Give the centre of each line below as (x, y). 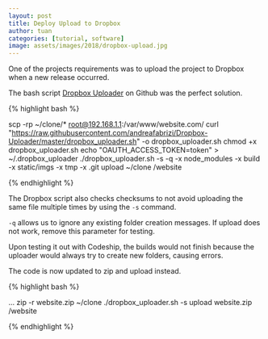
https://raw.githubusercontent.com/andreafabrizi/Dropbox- (110, 133)
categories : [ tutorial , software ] (67, 38)
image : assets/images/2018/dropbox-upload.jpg (88, 46)
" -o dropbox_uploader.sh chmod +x (197, 141)
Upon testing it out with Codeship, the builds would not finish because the (131, 247)
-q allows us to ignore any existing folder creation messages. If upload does (134, 223)
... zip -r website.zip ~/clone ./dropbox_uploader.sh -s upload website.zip (130, 303)
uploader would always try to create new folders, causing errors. (116, 256)
